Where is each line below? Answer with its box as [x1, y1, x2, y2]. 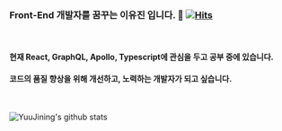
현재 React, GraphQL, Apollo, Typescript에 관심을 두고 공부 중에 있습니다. [9, 51, 274, 62]
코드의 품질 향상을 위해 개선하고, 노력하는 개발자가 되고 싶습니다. [9, 74, 233, 84]
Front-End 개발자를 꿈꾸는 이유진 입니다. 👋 [9, 8, 184, 21]
